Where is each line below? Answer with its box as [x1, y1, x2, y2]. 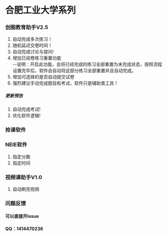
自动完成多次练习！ [12, 36, 53, 42]
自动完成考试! [12, 106, 41, 112]
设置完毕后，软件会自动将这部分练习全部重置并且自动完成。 [12, 67, 136, 73]
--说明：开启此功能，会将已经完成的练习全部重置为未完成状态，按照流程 [12, 61, 162, 67]
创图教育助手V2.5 [5, 24, 49, 31]
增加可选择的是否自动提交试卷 [12, 74, 74, 80]
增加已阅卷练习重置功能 [12, 55, 61, 61]
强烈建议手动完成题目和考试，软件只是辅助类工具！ [12, 80, 119, 86]
